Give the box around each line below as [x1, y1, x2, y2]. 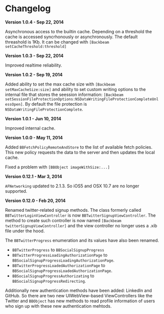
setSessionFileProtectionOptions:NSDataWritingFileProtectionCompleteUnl [5, 96, 159, 102]
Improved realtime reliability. [5, 62, 62, 68]
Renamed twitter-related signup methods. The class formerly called [5, 207, 141, 213]
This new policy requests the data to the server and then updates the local [5, 149, 155, 155]
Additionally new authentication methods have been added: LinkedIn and [5, 287, 152, 293]
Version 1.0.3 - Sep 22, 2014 [5, 52, 64, 59]
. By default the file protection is [23, 101, 87, 107]
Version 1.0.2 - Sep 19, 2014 [5, 71, 63, 77]
